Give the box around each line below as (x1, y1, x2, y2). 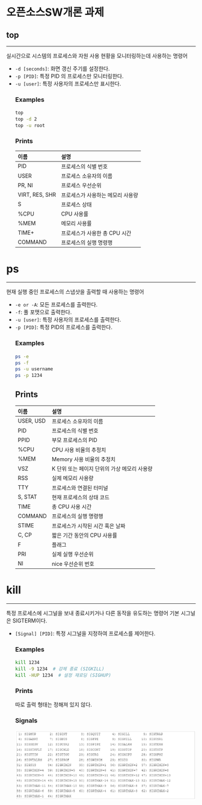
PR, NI (17, 181, 33, 188)
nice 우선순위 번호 (52, 560, 94, 567)
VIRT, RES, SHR (17, 191, 57, 199)
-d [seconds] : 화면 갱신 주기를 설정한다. (14, 65, 110, 72)
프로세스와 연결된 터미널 (52, 484, 108, 491)
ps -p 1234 (14, 373, 43, 379)
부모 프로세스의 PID (52, 437, 97, 444)
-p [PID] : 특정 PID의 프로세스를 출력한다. (14, 323, 113, 331)
